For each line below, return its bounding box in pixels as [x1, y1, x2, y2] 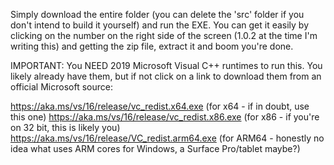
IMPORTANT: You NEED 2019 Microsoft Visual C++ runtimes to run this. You [10, 60, 323, 71]
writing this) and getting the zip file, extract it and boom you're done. [10, 40, 294, 52]
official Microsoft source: [10, 81, 113, 93]
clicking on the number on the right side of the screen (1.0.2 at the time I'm [10, 30, 318, 41]
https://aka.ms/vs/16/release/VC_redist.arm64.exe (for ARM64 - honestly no [10, 132, 325, 144]
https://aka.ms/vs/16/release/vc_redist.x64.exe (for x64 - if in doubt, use [10, 100, 310, 112]
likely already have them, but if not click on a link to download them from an [10, 70, 322, 82]
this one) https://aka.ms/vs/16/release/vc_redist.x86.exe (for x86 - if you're [10, 111, 320, 123]
